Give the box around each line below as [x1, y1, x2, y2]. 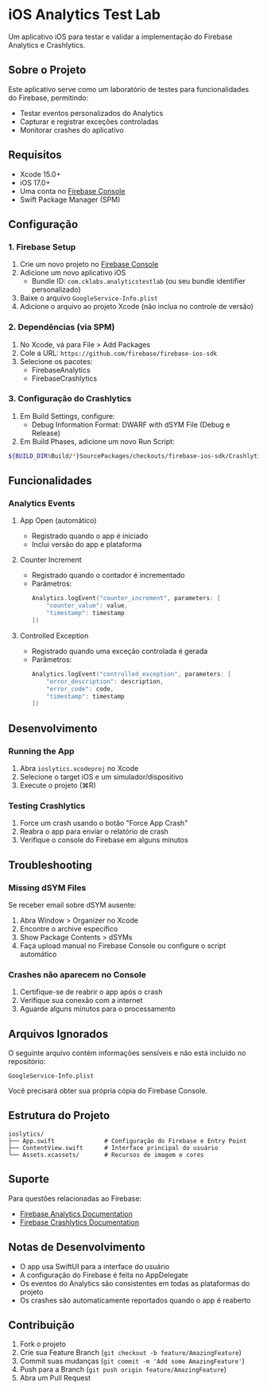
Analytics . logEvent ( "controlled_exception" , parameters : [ [31, 670, 232, 678]
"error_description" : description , [46, 677, 164, 685]
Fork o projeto [19, 1339, 66, 1349]
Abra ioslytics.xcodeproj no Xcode [19, 763, 139, 772]
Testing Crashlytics [8, 800, 86, 811]
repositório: [8, 1057, 46, 1067]
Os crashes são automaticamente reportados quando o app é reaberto [19, 1295, 251, 1305]
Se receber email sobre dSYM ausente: [8, 900, 137, 909]
